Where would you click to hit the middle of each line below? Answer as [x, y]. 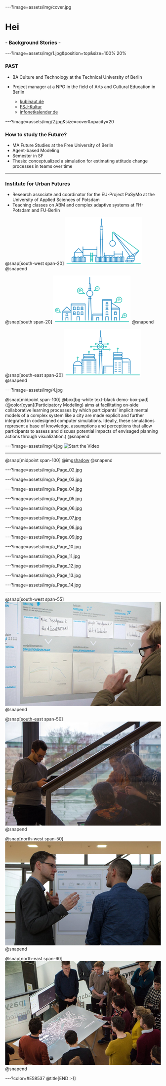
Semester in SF [28, 156]
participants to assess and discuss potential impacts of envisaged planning [82, 431]
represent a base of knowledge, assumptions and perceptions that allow [79, 426]
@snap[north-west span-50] [34, 839]
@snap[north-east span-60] [34, 959]
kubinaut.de [32, 102]
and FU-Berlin [46, 210]
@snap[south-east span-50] [34, 719]
